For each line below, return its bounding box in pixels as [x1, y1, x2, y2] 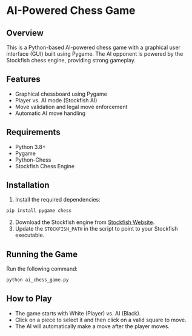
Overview [6, 28, 44, 38]
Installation [6, 180, 50, 191]
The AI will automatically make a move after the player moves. [15, 322, 170, 330]
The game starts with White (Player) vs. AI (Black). [15, 309, 141, 317]
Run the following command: [6, 265, 78, 272]
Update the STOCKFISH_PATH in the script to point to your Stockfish [15, 225, 178, 232]
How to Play [6, 294, 53, 304]
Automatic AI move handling [15, 110, 86, 117]
